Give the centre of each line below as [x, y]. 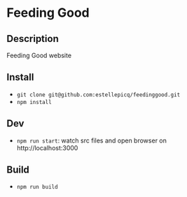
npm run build [37, 187]
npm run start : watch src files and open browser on [92, 140]
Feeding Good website [39, 55]
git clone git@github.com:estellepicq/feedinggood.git [98, 95]
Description [33, 39]
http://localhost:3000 [47, 147]
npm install [34, 102]
